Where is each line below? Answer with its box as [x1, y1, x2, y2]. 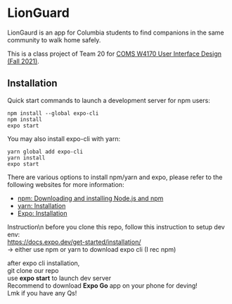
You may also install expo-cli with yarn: [7, 134, 121, 142]
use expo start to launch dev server [7, 274, 112, 282]
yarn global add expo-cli [7, 148, 83, 155]
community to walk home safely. [7, 35, 101, 44]
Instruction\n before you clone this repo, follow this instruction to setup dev [7, 222, 225, 231]
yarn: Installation [17, 201, 66, 209]
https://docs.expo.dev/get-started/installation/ [7, 238, 141, 246]
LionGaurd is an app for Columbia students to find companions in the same [7, 28, 224, 37]
